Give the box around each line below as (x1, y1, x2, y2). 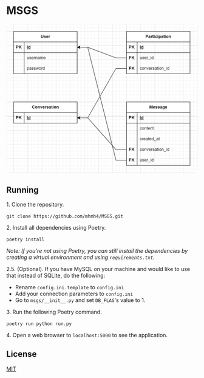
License (6, 349, 37, 359)
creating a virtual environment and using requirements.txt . (6, 253, 155, 261)
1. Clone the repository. (6, 201, 64, 208)
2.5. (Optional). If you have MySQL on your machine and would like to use (6, 266, 190, 273)
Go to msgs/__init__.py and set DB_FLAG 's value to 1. (15, 297, 146, 304)
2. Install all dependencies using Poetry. (6, 224, 106, 232)
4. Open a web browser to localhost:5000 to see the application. (6, 332, 168, 339)
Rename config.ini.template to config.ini (15, 284, 124, 291)
